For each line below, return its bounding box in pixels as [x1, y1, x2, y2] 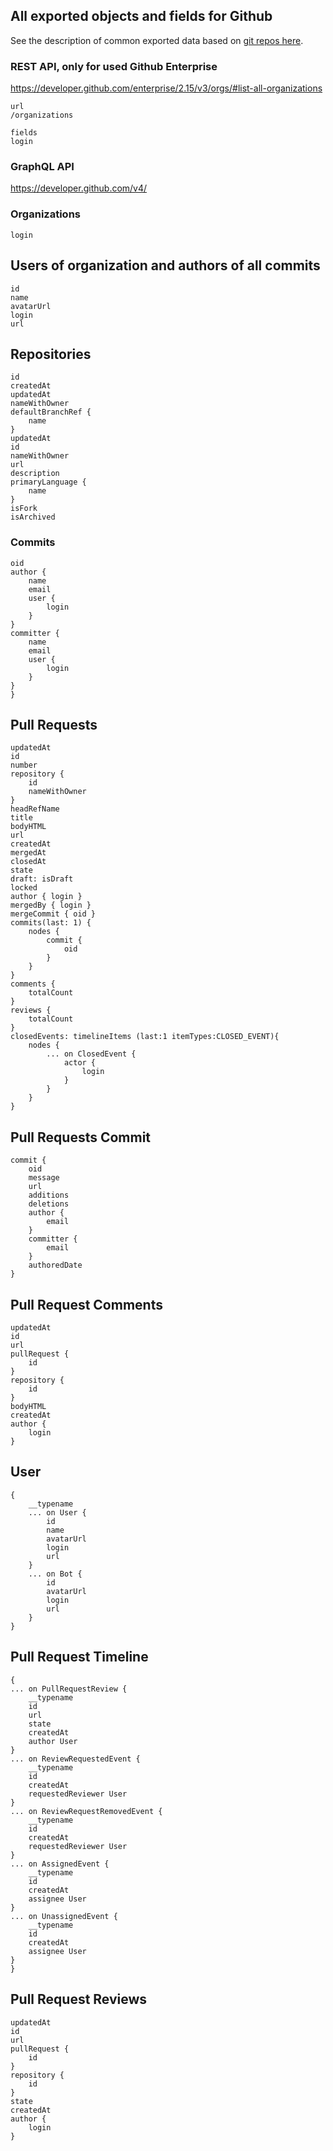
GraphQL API [10, 160, 75, 174]
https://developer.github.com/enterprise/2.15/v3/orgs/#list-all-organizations [10, 82, 323, 94]
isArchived [10, 512, 56, 523]
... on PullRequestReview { [10, 1684, 128, 1694]
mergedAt [10, 848, 47, 858]
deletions [28, 1199, 70, 1209]
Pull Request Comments [10, 1296, 163, 1313]
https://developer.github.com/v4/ [10, 182, 148, 194]
